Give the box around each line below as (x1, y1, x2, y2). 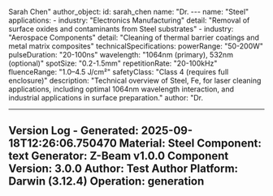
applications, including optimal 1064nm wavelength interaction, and (8, 84, 234, 94)
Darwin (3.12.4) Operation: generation (8, 174, 205, 189)
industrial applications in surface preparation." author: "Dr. (8, 93, 204, 102)
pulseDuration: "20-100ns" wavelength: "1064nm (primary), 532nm (8, 50, 234, 59)
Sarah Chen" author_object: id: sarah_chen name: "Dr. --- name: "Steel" (8, 7, 249, 16)
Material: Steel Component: (119, 137, 262, 151)
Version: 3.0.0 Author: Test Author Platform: (8, 162, 238, 176)
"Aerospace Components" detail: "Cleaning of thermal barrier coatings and (8, 32, 260, 42)
